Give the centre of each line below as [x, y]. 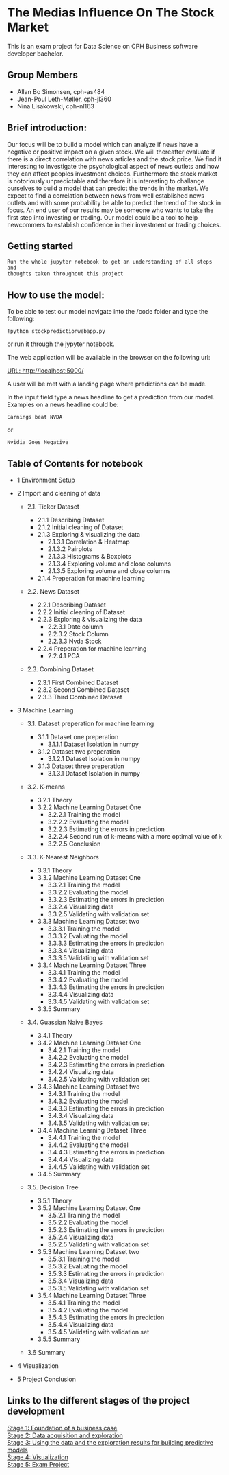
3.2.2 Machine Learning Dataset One [89, 807]
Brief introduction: [47, 128]
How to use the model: [56, 295]
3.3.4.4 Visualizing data [81, 994]
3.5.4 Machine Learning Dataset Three [92, 1296]
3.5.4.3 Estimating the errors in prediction [106, 1317]
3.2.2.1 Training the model [84, 814]
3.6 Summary [46, 1352]
